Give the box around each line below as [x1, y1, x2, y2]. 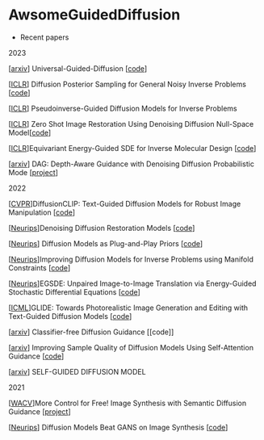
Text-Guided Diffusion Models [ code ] [8, 311, 132, 321]
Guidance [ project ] [8, 406, 71, 417]
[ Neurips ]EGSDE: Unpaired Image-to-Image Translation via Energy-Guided [8, 279, 257, 288]
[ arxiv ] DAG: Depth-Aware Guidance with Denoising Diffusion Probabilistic [8, 159, 254, 169]
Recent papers [19, 32, 69, 42]
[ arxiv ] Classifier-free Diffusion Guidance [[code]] [8, 327, 174, 337]
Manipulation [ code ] [8, 207, 75, 217]
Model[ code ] [8, 128, 52, 137]
